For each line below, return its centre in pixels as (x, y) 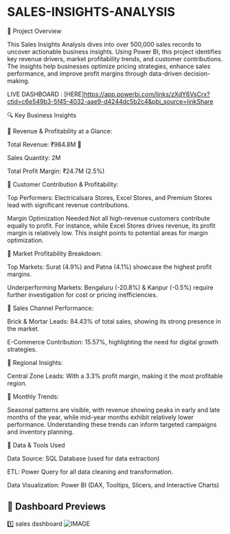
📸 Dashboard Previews (57, 507)
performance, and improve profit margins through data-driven (95, 74)
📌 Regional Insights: (35, 362)
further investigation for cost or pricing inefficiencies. (82, 294)
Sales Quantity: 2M (34, 157)
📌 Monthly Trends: (33, 397)
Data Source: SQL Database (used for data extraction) (83, 458)
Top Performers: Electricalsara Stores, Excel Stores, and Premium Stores (110, 197)
